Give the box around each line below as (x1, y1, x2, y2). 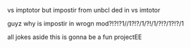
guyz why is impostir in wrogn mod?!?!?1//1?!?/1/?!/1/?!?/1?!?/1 (7, 19, 185, 27)
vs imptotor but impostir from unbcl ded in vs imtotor (7, 6, 161, 14)
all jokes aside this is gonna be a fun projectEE (7, 33, 142, 41)
